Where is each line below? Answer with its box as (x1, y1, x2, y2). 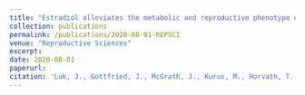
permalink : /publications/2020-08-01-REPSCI (9, 30, 181, 39)
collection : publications (9, 22, 107, 31)
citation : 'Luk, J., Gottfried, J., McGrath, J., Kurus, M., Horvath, (9, 72, 282, 81)
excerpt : (9, 47, 43, 56)
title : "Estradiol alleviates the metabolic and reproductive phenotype (9, 13, 290, 23)
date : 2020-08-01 (9, 55, 75, 64)
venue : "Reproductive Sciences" (9, 38, 132, 48)
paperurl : (9, 64, 47, 73)
